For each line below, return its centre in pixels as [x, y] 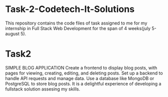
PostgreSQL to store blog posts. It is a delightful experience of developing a [83, 83]
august [12, 33]
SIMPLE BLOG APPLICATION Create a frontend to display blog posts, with [81, 67]
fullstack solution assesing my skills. [43, 89]
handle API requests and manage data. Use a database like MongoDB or [80, 78]
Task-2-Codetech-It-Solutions [70, 9]
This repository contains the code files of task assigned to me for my [76, 23]
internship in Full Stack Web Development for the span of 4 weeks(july [78, 28]
